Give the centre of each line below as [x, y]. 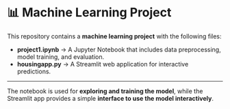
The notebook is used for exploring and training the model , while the [105, 91]
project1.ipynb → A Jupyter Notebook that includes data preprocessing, [119, 49]
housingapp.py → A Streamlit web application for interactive [103, 64]
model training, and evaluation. [61, 57]
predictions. [34, 71]
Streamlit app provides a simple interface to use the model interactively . [111, 98]
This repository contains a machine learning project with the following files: [114, 36]
